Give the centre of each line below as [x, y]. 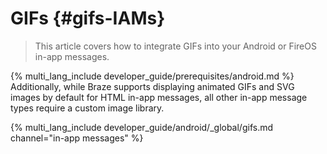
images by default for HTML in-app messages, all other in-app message [159, 97]
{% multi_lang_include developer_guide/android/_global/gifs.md [142, 127]
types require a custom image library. [87, 108]
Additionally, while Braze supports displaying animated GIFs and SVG [152, 86]
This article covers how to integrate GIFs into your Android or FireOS [175, 46]
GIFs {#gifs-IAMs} [88, 18]
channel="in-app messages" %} [77, 138]
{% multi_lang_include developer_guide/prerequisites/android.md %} [152, 76]
